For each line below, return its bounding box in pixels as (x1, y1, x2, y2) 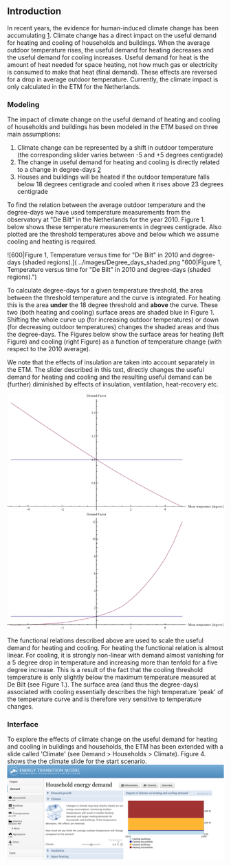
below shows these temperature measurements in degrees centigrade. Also (7, 223, 222, 231)
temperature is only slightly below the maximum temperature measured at (7, 673, 217, 681)
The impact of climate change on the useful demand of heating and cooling (7, 115, 221, 124)
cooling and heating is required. (7, 237, 98, 246)
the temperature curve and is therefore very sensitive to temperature (7, 695, 201, 703)
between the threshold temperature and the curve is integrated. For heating (7, 293, 221, 302)
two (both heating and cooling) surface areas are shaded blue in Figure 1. (7, 308, 215, 317)
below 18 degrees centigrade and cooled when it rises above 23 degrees (16, 180, 224, 188)
